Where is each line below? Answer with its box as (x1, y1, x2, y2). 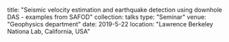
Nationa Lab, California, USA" (7, 27, 91, 35)
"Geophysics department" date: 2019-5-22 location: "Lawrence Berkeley (7, 20, 213, 28)
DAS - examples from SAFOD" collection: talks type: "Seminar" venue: (7, 13, 206, 21)
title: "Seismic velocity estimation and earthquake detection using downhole (7, 6, 222, 14)
